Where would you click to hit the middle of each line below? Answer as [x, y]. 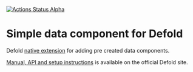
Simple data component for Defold [95, 34]
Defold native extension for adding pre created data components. [88, 50]
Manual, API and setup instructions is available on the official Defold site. [97, 62]
